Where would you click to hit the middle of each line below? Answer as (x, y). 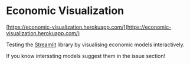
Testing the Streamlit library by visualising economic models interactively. (95, 45)
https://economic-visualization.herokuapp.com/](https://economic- (90, 27)
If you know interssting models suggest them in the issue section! (86, 56)
